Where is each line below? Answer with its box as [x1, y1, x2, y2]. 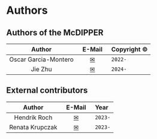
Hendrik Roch [14, 113, 53, 122]
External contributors [6, 85, 88, 96]
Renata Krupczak [9, 123, 58, 131]
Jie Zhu [31, 65, 52, 73]
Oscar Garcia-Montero [9, 55, 74, 64]
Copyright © [111, 46, 148, 53]
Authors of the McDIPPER [6, 28, 104, 38]
